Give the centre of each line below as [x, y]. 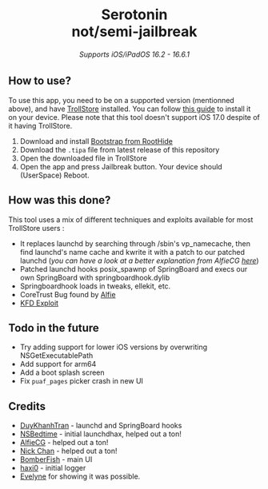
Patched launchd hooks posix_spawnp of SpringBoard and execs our [134, 268]
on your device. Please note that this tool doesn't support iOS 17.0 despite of [134, 117]
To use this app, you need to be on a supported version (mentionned [121, 100]
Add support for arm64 [58, 364]
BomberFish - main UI [56, 459]
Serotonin [134, 15]
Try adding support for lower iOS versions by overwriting [114, 347]
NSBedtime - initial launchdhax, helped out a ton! [100, 434]
